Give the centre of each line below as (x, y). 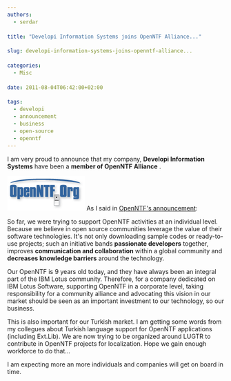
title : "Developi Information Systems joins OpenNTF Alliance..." (104, 37)
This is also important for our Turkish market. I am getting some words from (114, 322)
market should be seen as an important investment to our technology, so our (116, 301)
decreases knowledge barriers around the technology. (86, 258)
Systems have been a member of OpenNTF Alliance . (84, 166)
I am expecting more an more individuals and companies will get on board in (115, 364)
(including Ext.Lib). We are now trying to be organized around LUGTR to (109, 336)
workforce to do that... (39, 351)
